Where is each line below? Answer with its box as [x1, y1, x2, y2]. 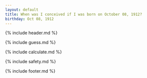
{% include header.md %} [5, 30, 58, 36]
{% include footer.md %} [5, 68, 56, 74]
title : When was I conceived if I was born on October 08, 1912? [5, 12, 142, 17]
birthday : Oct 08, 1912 [5, 16, 54, 21]
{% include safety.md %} [5, 59, 56, 65]
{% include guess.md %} [5, 39, 56, 45]
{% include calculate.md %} [5, 49, 62, 55]
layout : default [5, 7, 38, 12]
